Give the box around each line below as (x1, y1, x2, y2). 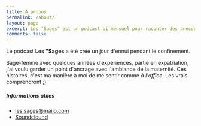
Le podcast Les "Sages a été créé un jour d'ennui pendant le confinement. (6, 47, 191, 55)
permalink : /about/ (6, 14, 55, 20)
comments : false (6, 31, 47, 37)
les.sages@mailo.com (14, 107, 69, 115)
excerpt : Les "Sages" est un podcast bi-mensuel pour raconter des (6, 25, 178, 32)
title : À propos (6, 8, 47, 15)
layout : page (6, 20, 39, 26)
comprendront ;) (6, 79, 47, 86)
